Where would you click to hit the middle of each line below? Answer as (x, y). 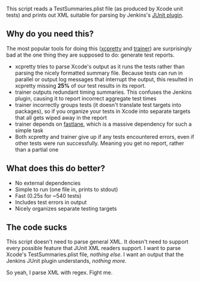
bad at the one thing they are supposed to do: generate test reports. (90, 55)
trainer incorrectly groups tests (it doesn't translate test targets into (98, 105)
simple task (29, 130)
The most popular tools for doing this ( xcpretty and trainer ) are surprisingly (99, 48)
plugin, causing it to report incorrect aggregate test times (86, 98)
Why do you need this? (50, 34)
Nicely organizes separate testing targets (66, 208)
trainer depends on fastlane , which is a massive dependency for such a (103, 124)
